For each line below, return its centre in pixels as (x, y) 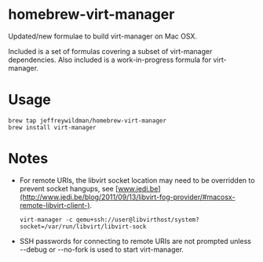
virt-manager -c (46, 220)
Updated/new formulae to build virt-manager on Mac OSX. (103, 36)
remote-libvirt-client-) (55, 205)
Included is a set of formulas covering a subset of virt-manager (110, 51)
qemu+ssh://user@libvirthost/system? (137, 220)
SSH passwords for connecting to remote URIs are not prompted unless (135, 241)
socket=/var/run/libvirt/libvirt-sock (83, 226)
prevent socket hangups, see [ (69, 188)
